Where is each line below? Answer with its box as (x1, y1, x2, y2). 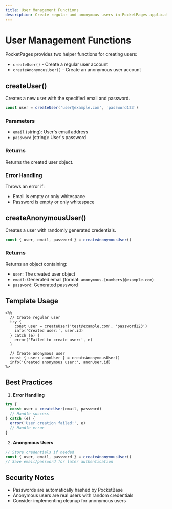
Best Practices (5, 378, 53, 387)
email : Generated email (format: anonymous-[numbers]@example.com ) (12, 277, 154, 282)
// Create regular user (10, 315, 60, 320)
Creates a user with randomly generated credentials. (5, 227, 117, 233)
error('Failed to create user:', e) (14, 337, 93, 342)
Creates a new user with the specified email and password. (5, 95, 131, 102)
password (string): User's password (12, 134, 87, 141)
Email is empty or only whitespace (12, 193, 85, 200)
